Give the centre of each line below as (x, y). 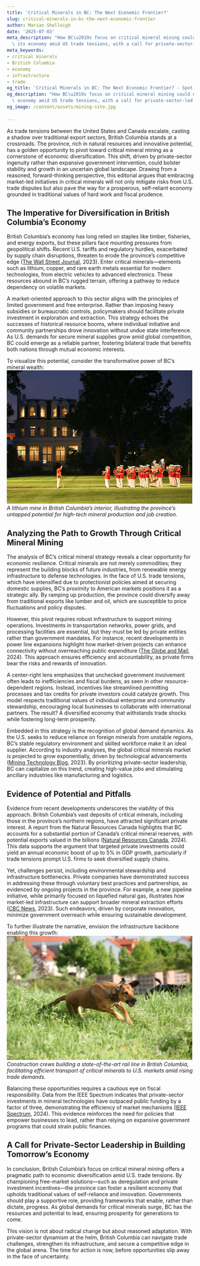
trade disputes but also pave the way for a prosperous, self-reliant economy (100, 188)
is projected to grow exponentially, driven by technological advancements (97, 756)
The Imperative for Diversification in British (88, 213)
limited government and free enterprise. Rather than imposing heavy (90, 305)
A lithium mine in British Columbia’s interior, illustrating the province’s (91, 508)
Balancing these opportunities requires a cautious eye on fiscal (84, 1088)
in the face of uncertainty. (38, 1256)
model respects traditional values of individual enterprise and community (96, 700)
